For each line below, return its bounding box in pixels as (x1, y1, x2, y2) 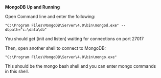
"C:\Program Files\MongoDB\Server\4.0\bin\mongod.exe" (5, 23, 119, 28)
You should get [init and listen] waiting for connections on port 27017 (5, 36, 144, 41)
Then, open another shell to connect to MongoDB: (5, 45, 106, 51)
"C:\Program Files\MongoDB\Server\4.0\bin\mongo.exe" (5, 55, 117, 59)
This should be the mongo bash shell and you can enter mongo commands (5, 63, 156, 69)
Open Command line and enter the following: (5, 14, 95, 19)
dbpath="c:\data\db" (5, 27, 47, 32)
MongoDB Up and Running (5, 4, 60, 10)
